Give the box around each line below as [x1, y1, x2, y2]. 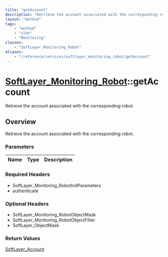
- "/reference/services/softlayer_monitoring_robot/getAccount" [14, 54, 151, 59]
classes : [5, 40, 23, 45]
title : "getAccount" [5, 7, 48, 13]
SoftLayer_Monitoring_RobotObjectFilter [12, 217, 95, 223]
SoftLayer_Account [5, 246, 44, 252]
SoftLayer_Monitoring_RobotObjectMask [12, 212, 96, 218]
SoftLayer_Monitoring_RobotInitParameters [12, 182, 101, 188]
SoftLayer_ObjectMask [12, 222, 59, 228]
